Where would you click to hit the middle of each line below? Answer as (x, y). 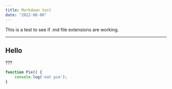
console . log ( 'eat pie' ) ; (41, 77)
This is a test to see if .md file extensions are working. (62, 29)
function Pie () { (24, 73)
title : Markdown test (28, 10)
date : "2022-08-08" (26, 15)
